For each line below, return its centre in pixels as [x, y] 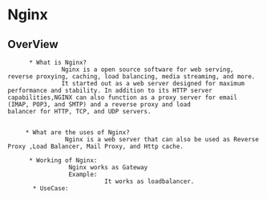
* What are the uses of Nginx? [77, 133]
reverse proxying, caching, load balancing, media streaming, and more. [131, 77]
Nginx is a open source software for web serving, [148, 70]
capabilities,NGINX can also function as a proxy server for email [123, 98]
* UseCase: [51, 189]
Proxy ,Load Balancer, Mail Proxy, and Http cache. [95, 146]
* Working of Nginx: [63, 161]
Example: [83, 174]
